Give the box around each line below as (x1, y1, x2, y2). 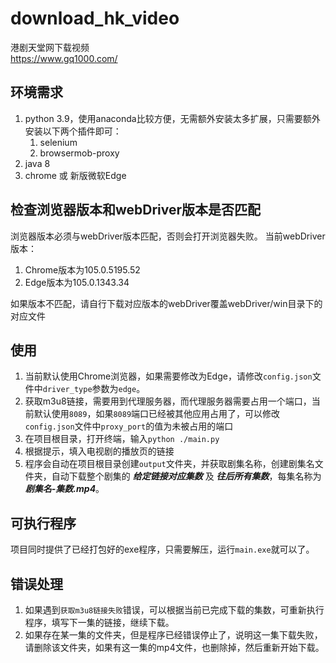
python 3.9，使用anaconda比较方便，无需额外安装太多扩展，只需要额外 (24, 112, 321, 124)
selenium (39, 136, 78, 148)
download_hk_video (10, 7, 180, 30)
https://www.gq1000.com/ (10, 52, 118, 64)
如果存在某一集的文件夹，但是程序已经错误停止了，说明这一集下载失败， (24, 629, 323, 641)
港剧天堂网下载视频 (10, 41, 90, 53)
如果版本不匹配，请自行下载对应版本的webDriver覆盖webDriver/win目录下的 (10, 297, 323, 309)
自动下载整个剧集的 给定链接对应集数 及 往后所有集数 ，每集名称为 (51, 470, 322, 482)
